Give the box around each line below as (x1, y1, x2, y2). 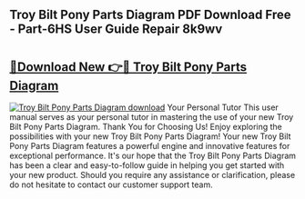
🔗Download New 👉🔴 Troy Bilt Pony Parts (9, 59, 248, 75)
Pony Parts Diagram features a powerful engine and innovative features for (9, 141, 290, 151)
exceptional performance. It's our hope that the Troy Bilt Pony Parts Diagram (9, 150, 297, 161)
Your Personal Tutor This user (167, 102, 280, 113)
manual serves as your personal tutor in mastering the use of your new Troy (9, 112, 294, 122)
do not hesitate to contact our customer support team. (9, 179, 213, 190)
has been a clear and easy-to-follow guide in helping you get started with (9, 160, 285, 171)
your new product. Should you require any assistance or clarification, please (9, 170, 296, 180)
